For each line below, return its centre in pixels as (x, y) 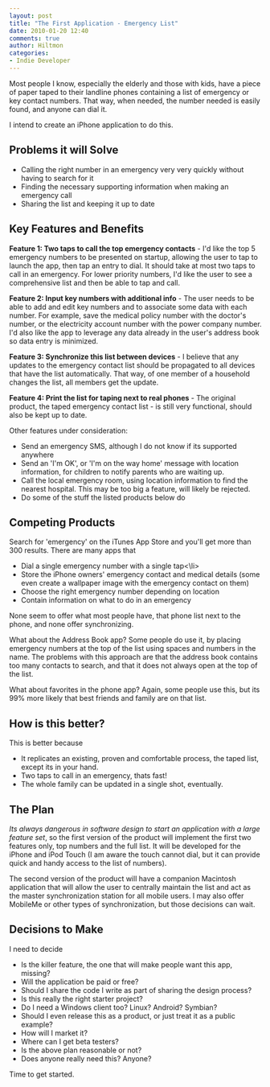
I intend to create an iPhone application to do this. (91, 125)
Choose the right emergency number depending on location (120, 591)
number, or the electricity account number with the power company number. (135, 323)
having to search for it (57, 178)
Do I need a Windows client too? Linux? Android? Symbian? (119, 1007)
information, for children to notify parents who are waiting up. (122, 471)
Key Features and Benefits (76, 229)
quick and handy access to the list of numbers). (88, 863)
